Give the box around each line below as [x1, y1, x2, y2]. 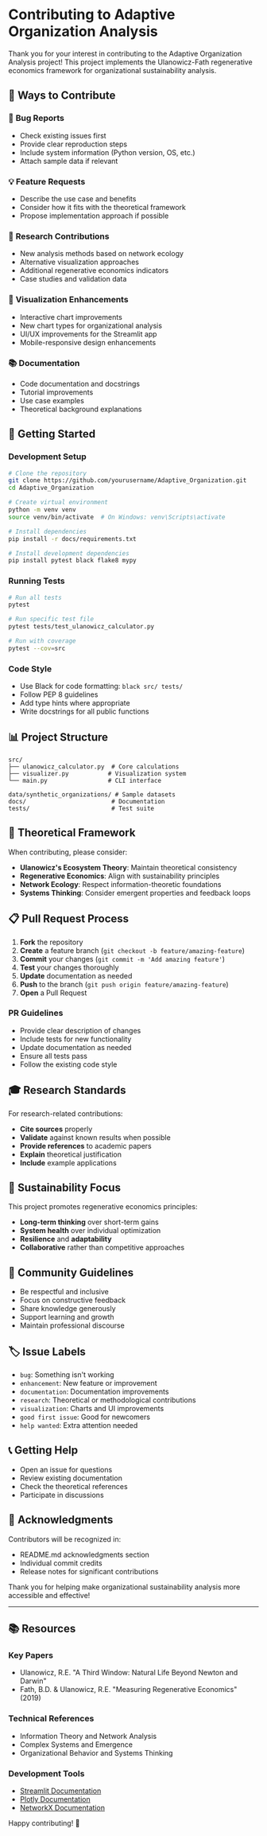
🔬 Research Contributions [8, 231, 110, 242]
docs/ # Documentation [8, 797, 165, 805]
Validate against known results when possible [19, 1132, 171, 1142]
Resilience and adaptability [19, 1235, 112, 1244]
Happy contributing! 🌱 [8, 1818, 80, 1827]
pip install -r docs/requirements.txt [8, 535, 137, 543]
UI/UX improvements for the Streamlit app [19, 329, 157, 339]
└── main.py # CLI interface [8, 776, 161, 784]
